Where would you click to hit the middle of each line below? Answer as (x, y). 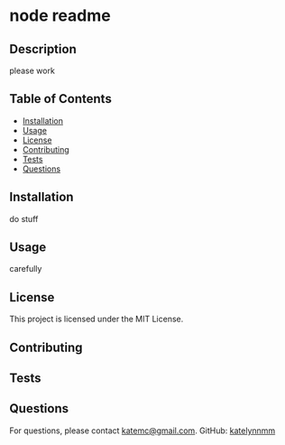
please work (32, 70)
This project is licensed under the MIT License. (97, 319)
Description (43, 49)
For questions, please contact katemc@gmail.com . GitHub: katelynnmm (142, 431)
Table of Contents (61, 99)
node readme (60, 16)
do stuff (24, 218)
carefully (26, 269)
